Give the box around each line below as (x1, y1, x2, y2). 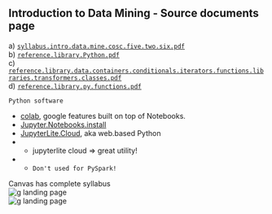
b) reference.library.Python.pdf (8, 49, 120, 59)
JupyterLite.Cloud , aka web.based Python (20, 128, 161, 138)
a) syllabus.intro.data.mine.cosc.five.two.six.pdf (8, 41, 186, 50)
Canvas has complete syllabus (8, 178, 112, 188)
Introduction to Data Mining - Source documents (8, 7, 259, 20)
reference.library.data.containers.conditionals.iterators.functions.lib (8, 67, 265, 75)
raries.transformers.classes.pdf (8, 73, 122, 82)
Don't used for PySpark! (32, 164, 117, 173)
